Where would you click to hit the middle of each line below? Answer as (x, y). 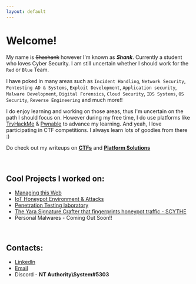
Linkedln (25, 262)
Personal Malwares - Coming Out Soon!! (64, 218)
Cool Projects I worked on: (55, 178)
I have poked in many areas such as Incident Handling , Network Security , (96, 81)
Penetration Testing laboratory (52, 205)
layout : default (26, 11)
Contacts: (25, 248)
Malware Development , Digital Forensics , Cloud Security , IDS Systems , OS (95, 93)
